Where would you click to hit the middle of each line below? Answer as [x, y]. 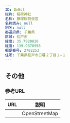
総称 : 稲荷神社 [18, 14]
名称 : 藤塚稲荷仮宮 [22, 19]
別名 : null [15, 28]
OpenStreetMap [40, 114]
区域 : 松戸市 [16, 37]
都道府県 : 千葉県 [20, 32]
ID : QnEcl [15, 10]
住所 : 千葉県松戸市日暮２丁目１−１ [35, 55]
